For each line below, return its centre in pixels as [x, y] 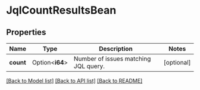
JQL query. [89, 66]
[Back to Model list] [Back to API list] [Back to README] [74, 81]
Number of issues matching [112, 59]
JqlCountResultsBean [61, 10]
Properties [26, 32]
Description [116, 49]
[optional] [177, 62]
